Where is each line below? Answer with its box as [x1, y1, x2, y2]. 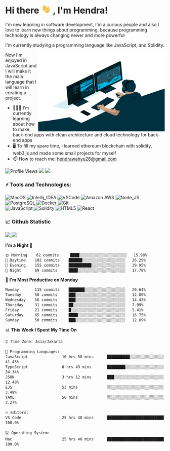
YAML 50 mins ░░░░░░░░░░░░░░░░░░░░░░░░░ [5, 395, 164, 400]
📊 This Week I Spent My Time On [5, 326, 77, 333]
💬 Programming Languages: [5, 349, 60, 354]
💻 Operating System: [5, 430, 51, 435]
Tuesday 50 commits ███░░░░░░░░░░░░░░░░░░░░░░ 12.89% [5, 292, 146, 297]
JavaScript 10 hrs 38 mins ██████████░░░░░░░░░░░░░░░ [5, 354, 164, 359]
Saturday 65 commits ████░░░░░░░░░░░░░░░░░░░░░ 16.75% [5, 312, 146, 318]
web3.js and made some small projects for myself [12, 150, 116, 156]
